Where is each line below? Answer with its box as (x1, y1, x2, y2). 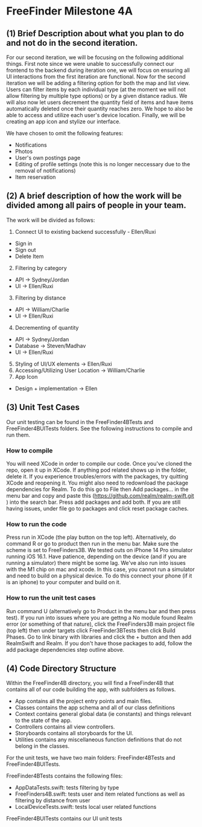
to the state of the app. (14, 717, 72, 724)
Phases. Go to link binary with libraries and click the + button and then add (6, 633, 192, 640)
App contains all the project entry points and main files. (14, 698, 153, 705)
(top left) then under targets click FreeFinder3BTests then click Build (6, 626, 176, 634)
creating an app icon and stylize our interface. (6, 118, 121, 125)
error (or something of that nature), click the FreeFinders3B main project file (6, 620, 195, 628)
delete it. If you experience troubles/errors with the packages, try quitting (6, 472, 189, 480)
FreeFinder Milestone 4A (6, 4, 133, 18)
